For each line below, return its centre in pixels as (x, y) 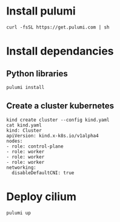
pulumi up (19, 213)
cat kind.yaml (24, 125)
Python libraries (37, 73)
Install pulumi (41, 11)
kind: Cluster (24, 130)
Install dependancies (60, 51)
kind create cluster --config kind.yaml (58, 120)
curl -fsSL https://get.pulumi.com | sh (58, 27)
